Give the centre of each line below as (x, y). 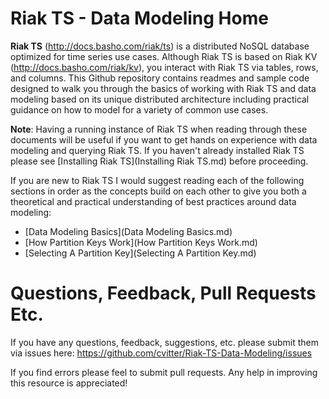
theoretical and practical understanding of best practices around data (153, 201)
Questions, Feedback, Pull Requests (163, 293)
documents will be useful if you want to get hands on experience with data (164, 139)
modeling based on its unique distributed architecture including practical (160, 99)
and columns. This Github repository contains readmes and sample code (160, 78)
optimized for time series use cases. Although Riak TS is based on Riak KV (164, 56)
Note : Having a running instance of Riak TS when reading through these (159, 129)
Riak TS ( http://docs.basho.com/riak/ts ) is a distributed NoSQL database (160, 46)
